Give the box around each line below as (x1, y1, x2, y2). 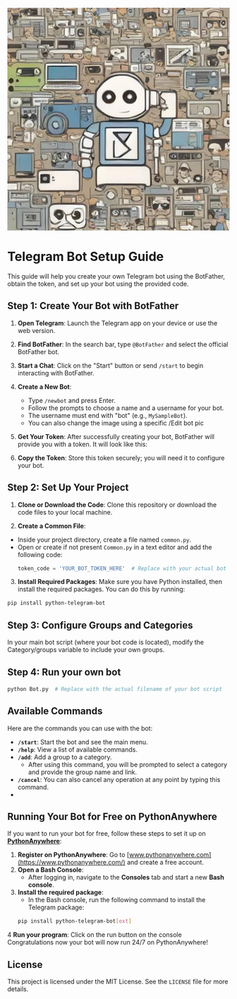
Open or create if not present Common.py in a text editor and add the (17, 542, 212, 551)
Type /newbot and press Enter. (28, 396, 116, 404)
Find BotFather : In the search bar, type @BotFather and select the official (17, 340, 229, 349)
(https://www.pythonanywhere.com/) (17, 858, 126, 867)
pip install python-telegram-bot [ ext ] (17, 918, 132, 925)
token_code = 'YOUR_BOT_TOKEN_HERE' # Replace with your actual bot (17, 565, 227, 572)
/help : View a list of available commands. (17, 745, 138, 754)
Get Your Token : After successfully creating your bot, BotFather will (17, 432, 215, 440)
